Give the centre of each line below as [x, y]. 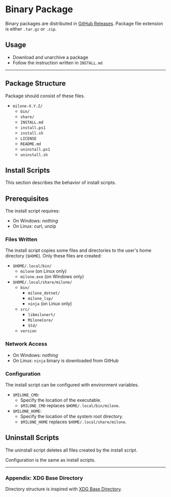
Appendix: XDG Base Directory [44, 478]
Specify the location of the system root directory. [72, 416]
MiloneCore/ [40, 320]
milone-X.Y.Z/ [27, 106]
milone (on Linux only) [44, 271]
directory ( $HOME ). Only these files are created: [53, 256]
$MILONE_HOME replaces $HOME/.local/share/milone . [73, 422]
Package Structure [36, 83]
